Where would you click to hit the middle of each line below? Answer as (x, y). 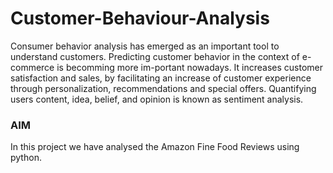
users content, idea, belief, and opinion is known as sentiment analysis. (157, 99)
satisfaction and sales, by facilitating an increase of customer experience (161, 78)
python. (26, 158)
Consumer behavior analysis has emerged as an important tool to (145, 46)
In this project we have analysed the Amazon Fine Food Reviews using (155, 147)
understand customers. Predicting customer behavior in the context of (155, 56)
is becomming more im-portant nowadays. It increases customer (190, 67)
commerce (32, 67)
